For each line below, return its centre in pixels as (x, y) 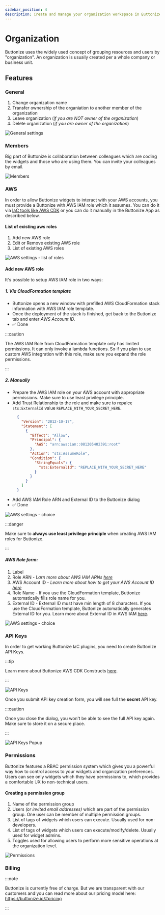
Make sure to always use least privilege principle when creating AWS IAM (81, 533)
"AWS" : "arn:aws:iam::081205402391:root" (77, 444)
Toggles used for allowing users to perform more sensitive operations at (85, 840)
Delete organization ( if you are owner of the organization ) (70, 124)
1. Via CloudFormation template (38, 291)
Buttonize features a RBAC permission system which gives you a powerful (80, 766)
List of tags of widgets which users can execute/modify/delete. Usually (84, 830)
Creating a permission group (35, 793)
